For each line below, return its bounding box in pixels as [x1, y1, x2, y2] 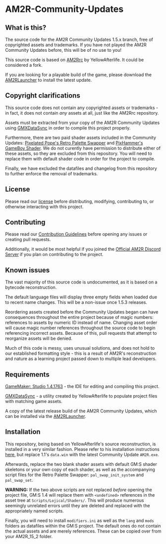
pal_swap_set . [5, 477, 33, 483]
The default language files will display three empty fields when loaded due [5, 294, 158, 300]
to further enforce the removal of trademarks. [5, 170, 98, 176]
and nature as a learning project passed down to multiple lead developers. [5, 356, 157, 362]
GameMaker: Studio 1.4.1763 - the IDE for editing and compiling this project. [5, 384, 160, 390]
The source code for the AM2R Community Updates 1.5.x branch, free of [5, 36, 154, 42]
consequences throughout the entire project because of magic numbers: [5, 314, 154, 320]
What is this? [5, 23, 47, 32]
